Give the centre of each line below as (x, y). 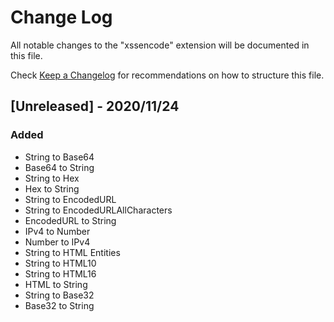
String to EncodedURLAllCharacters (98, 210)
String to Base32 (59, 295)
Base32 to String (59, 305)
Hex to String (52, 188)
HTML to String (56, 284)
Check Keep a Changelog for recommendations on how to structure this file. (167, 75)
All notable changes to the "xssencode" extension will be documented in (160, 45)
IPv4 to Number (57, 231)
